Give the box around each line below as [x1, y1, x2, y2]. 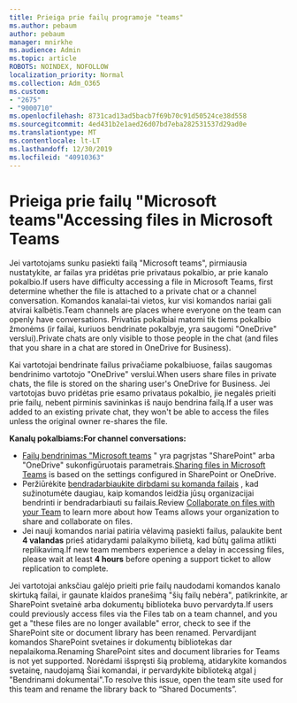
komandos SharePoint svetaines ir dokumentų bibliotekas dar [9, 637, 232, 647]
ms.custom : [9, 87, 49, 96]
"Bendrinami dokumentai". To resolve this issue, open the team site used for [9, 675, 284, 685]
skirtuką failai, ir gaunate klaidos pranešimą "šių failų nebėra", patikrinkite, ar [9, 590, 288, 600]
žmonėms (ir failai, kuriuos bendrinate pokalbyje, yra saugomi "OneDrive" [9, 324, 278, 335]
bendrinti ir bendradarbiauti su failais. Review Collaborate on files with [21, 498, 276, 508]
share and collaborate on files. [21, 516, 133, 527]
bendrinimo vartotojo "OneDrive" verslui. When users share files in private [9, 369, 277, 380]
